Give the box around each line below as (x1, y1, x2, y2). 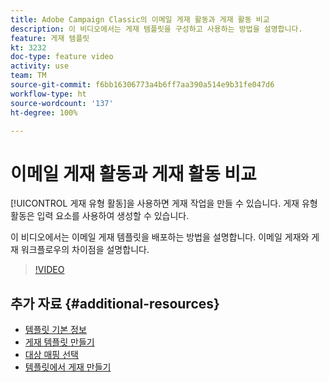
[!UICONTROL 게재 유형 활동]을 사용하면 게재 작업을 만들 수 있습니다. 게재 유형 (10, 197, 318, 210)
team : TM (10, 71, 47, 81)
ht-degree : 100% (10, 107, 78, 118)
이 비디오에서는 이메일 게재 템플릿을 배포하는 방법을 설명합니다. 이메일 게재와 (10, 231, 310, 243)
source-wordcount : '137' (10, 98, 114, 108)
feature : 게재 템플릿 (10, 33, 90, 43)
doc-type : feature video (10, 52, 114, 62)
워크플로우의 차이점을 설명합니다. (20, 244, 150, 256)
